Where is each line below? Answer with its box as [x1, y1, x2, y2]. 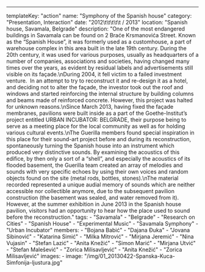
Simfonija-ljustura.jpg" [6, 259, 63, 266]
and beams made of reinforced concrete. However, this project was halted [6, 97, 193, 104]
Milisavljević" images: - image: [6, 252, 84, 260]
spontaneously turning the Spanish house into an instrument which [6, 142, 175, 149]
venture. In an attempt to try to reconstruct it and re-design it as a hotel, [6, 77, 188, 84]
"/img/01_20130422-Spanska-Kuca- [84, 252, 175, 260]
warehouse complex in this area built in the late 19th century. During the [6, 45, 187, 52]
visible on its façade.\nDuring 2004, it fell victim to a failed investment [6, 71, 182, 78]
